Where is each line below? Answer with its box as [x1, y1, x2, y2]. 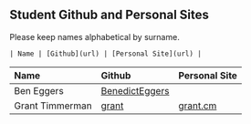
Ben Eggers [14, 84, 64, 97]
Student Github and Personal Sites [9, 7, 210, 23]
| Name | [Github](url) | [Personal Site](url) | [9, 49, 203, 58]
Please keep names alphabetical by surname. [9, 31, 180, 42]
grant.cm [177, 99, 217, 112]
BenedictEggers [100, 84, 170, 97]
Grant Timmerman [14, 99, 93, 112]
